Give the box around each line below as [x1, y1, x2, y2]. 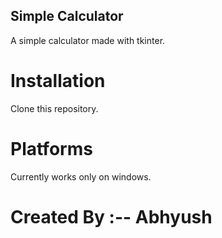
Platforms [10, 137, 93, 160]
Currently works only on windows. [10, 170, 152, 183]
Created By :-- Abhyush [10, 205, 213, 228]
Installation [10, 70, 106, 92]
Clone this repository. [10, 102, 99, 114]
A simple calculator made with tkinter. [10, 34, 166, 46]
